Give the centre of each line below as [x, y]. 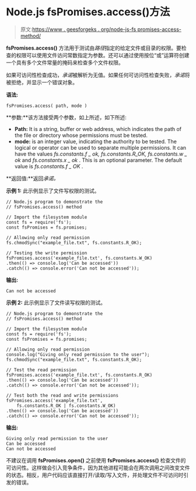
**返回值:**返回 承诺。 [33, 178]
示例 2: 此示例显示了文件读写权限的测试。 [56, 302]
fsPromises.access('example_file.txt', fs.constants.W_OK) [79, 258]
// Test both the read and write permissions [62, 395]
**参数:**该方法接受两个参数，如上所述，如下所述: [66, 117]
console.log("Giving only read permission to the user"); [78, 354]
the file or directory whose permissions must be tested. [81, 135]
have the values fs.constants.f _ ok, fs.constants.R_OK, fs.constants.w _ [101, 154]
